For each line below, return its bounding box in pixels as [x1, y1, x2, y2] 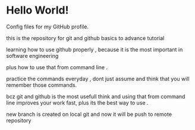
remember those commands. [6, 81, 77, 89]
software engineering [6, 52, 59, 59]
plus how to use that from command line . [6, 63, 108, 71]
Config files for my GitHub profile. [6, 23, 89, 30]
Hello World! [6, 4, 69, 17]
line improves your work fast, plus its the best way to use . [6, 99, 149, 106]
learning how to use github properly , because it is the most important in [6, 45, 183, 53]
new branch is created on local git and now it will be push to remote [6, 110, 172, 118]
